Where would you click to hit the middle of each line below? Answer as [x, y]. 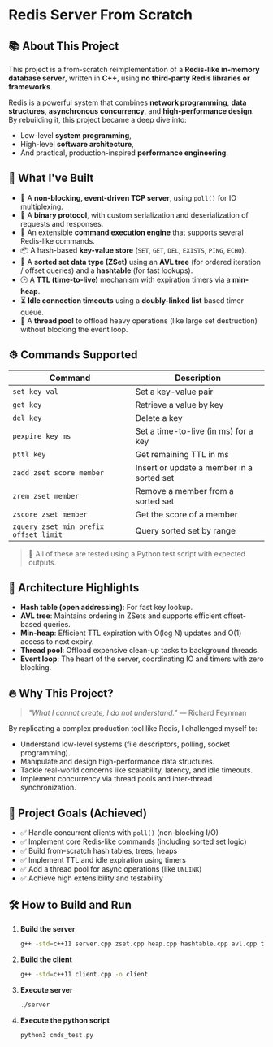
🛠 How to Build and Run [70, 905]
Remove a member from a [184, 491]
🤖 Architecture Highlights [74, 588]
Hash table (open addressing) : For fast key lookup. [106, 608]
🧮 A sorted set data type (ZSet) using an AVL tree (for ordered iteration [141, 262]
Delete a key [159, 418]
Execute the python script [65, 1020]
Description [198, 378]
